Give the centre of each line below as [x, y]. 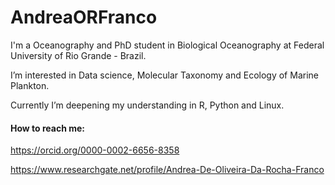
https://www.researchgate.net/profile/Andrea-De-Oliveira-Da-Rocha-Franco [167, 170]
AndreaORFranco [84, 17]
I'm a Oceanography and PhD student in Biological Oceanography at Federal [167, 45]
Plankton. [30, 85]
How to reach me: [47, 128]
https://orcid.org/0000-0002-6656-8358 [95, 150]
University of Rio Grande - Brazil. [78, 55]
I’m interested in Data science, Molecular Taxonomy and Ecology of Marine [164, 75]
